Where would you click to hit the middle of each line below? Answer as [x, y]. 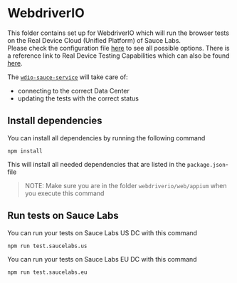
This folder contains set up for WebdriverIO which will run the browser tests [118, 33]
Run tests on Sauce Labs [63, 216]
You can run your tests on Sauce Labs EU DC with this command [102, 259]
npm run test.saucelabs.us [47, 246]
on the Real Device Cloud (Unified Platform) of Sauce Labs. [94, 40]
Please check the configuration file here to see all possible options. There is [118, 48]
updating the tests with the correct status [78, 98]
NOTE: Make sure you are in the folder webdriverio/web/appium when [126, 185]
